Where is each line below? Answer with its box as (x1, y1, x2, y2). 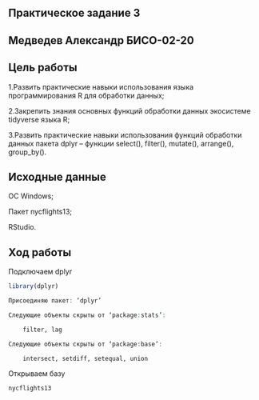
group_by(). (8, 147, 47, 157)
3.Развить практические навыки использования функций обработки (8, 130, 242, 139)
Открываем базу (8, 369, 66, 378)
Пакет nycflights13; (8, 207, 73, 217)
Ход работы (8, 246, 72, 259)
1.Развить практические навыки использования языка (8, 82, 194, 91)
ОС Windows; (8, 191, 54, 201)
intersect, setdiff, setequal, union (22, 354, 149, 362)
